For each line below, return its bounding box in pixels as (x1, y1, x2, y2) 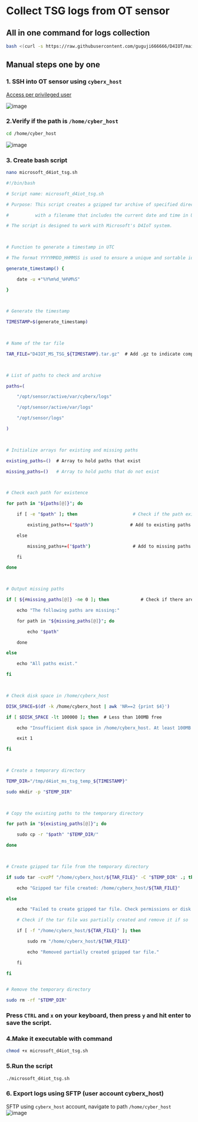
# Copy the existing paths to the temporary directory (6, 810, 144, 816)
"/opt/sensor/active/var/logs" (16, 404, 94, 411)
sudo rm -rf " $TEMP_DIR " (6, 997, 67, 1004)
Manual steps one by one (6, 60, 100, 70)
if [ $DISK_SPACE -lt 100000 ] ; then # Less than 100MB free (6, 714, 162, 720)
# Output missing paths (6, 586, 65, 592)
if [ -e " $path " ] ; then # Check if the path (16, 511, 183, 517)
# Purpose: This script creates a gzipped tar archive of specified (6, 201, 178, 208)
